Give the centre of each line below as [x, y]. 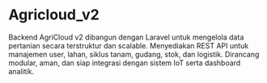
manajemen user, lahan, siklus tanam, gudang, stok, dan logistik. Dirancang [134, 54]
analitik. [21, 71]
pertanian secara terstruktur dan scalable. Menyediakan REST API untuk [129, 45]
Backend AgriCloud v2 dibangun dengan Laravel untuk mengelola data [126, 37]
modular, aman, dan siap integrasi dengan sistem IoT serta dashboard [125, 63]
